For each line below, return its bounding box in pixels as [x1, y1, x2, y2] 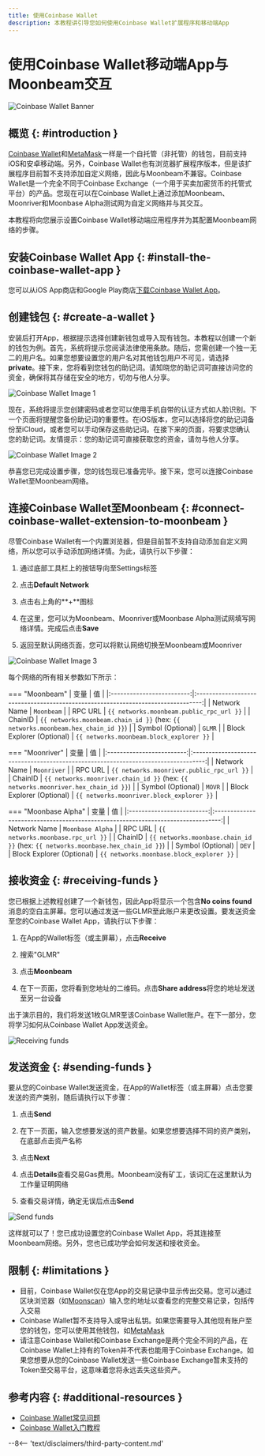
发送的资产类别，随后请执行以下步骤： [8, 1093, 132, 1102]
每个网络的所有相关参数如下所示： [8, 672, 119, 682]
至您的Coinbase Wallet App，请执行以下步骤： [8, 916, 159, 925]
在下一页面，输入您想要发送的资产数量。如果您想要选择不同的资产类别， [19, 1127, 255, 1136]
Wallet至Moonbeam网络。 [8, 476, 93, 486]
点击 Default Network [19, 580, 89, 589]
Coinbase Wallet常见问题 [19, 1413, 101, 1422]
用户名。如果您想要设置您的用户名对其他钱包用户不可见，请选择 [21, 352, 230, 362]
